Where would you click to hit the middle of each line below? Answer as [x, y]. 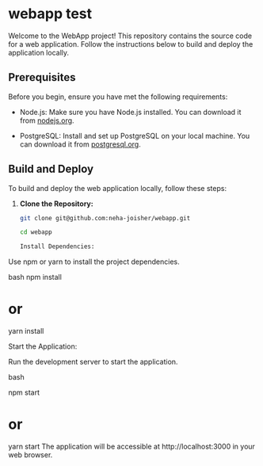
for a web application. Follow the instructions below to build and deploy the [131, 44]
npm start [24, 392]
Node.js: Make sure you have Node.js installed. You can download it [130, 112]
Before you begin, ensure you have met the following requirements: [118, 97]
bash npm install [35, 277]
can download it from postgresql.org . [80, 144]
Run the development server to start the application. [93, 362]
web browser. [30, 455]
